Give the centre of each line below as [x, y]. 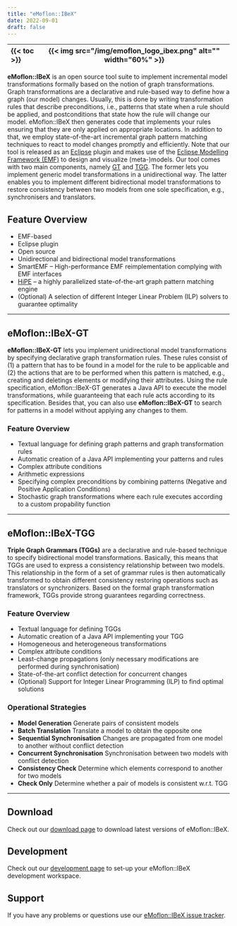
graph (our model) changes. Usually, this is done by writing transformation [115, 99]
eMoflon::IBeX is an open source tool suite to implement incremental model [117, 77]
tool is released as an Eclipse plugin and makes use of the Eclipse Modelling [118, 152]
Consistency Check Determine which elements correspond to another [120, 768]
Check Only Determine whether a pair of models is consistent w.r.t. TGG [122, 783]
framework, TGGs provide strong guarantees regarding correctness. [107, 595]
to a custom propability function [64, 504]
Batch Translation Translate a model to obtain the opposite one [110, 731]
